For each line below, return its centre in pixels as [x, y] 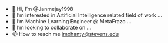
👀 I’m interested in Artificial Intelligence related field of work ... [87, 15]
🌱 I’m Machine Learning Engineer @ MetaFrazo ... [71, 21]
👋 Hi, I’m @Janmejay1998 [42, 9]
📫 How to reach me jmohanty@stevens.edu [65, 34]
